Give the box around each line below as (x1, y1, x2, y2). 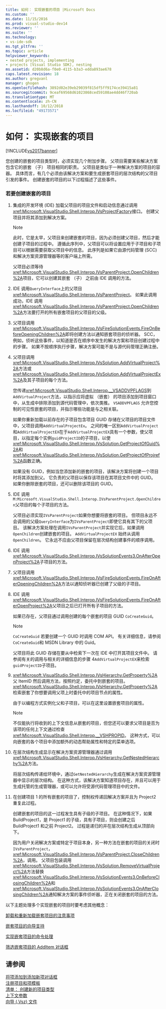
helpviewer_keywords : (5, 53, 50, 58)
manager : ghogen (5, 81, 39, 85)
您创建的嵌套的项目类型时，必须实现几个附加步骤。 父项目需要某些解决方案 (5, 158, 158, 164)
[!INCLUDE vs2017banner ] (5, 148, 58, 154)
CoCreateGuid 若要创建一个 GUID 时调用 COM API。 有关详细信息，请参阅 (12, 633, 161, 639)
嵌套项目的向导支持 (5, 923, 45, 929)
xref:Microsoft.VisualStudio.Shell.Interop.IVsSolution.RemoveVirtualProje (12, 863, 160, 869)
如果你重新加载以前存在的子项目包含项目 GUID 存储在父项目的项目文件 (12, 417, 156, 422)
